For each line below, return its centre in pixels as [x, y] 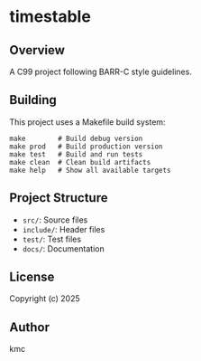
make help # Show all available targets [90, 170]
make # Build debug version [76, 138]
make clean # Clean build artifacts [80, 162]
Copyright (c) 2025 [45, 299]
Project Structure [59, 198]
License [32, 277]
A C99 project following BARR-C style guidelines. [100, 71]
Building [33, 100]
